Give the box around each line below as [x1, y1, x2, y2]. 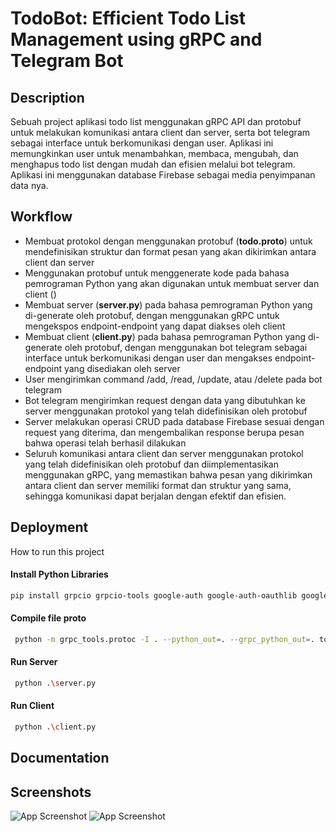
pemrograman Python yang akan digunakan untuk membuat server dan [24, 277, 320, 289]
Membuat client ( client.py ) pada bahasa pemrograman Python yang [24, 330, 306, 342]
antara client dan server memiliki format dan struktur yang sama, [24, 479, 292, 491]
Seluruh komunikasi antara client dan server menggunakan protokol [24, 447, 304, 459]
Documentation [10, 750, 110, 767]
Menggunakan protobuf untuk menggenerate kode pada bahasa [24, 267, 290, 279]
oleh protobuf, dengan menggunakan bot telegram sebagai [64, 341, 308, 353]
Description [10, 89, 85, 106]
